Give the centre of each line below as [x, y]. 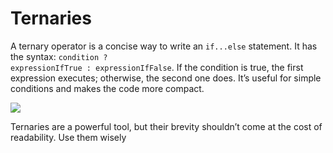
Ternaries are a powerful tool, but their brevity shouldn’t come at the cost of [166, 126]
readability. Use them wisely [68, 137]
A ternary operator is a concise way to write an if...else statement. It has [164, 46]
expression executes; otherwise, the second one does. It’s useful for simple [166, 78]
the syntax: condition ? [59, 56]
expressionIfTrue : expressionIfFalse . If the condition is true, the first [157, 67]
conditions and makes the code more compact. [107, 88]
